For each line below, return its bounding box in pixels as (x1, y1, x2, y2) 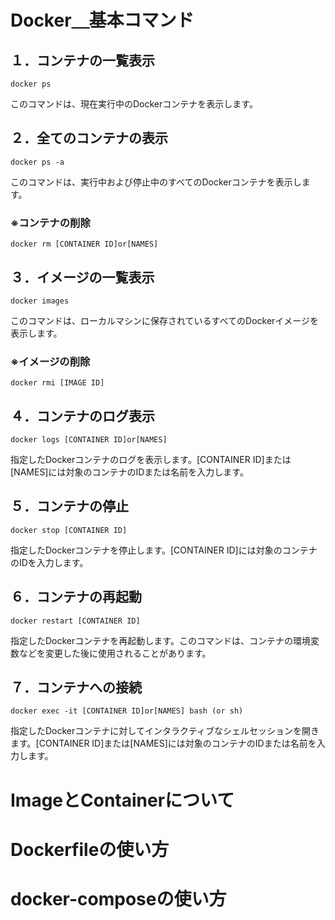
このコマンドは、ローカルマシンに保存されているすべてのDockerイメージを (10, 314, 320, 326)
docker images (10, 296, 70, 306)
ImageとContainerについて (10, 789, 235, 811)
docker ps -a (10, 157, 65, 167)
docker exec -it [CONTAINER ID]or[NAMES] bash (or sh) (10, 706, 244, 716)
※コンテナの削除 (10, 216, 91, 230)
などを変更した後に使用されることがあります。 (18, 647, 212, 659)
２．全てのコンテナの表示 (10, 130, 168, 147)
